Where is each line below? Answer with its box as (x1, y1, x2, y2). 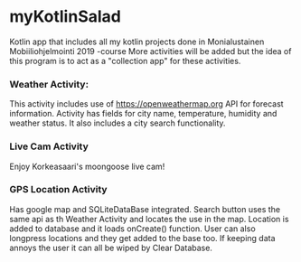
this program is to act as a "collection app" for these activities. (9, 55, 241, 66)
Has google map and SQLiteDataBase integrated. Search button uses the (9, 203, 281, 214)
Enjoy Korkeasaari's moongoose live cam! (9, 161, 165, 172)
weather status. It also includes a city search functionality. (9, 117, 226, 128)
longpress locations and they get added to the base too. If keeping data (9, 232, 276, 243)
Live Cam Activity (9, 140, 89, 153)
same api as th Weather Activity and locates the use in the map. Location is (9, 213, 289, 224)
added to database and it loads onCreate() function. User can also (9, 223, 256, 234)
